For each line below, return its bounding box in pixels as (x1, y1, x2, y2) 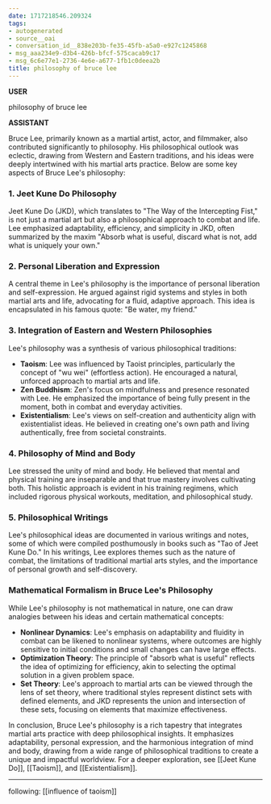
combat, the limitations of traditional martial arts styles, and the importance (8, 556, 258, 566)
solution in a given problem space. (19, 670, 135, 680)
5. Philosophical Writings (8, 512, 109, 523)
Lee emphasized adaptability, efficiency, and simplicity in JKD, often (8, 224, 236, 233)
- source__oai (8, 34, 56, 43)
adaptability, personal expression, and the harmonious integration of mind (8, 737, 254, 747)
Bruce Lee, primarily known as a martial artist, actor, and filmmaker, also (8, 133, 248, 143)
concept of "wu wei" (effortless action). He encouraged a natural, (19, 367, 238, 377)
